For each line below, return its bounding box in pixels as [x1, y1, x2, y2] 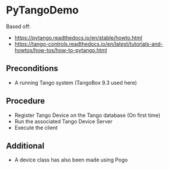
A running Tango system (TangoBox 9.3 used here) [14, 79, 137, 86]
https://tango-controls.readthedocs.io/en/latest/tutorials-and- [14, 40, 163, 47]
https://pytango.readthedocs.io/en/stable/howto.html [14, 34, 143, 41]
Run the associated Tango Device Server [14, 118, 112, 125]
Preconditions [6, 64, 58, 74]
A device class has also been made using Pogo [14, 156, 128, 164]
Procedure [6, 96, 45, 106]
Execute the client [14, 124, 58, 131]
